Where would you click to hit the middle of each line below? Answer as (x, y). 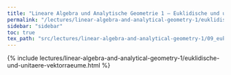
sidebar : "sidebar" (35, 26)
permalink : (23, 20)
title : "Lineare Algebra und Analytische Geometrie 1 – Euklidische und (113, 13)
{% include (23, 58)
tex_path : (21, 39)
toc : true (21, 32)
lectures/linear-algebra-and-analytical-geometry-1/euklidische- (130, 58)
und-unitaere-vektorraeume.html (54, 65)
